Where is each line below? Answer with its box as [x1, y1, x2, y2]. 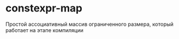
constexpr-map [5, 2, 82, 15]
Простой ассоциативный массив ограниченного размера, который [5, 21, 174, 28]
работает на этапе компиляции [5, 26, 84, 33]
